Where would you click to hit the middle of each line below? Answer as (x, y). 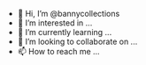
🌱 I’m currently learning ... (65, 32)
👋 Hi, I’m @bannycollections (69, 14)
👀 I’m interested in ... (55, 23)
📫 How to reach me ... (58, 51)
